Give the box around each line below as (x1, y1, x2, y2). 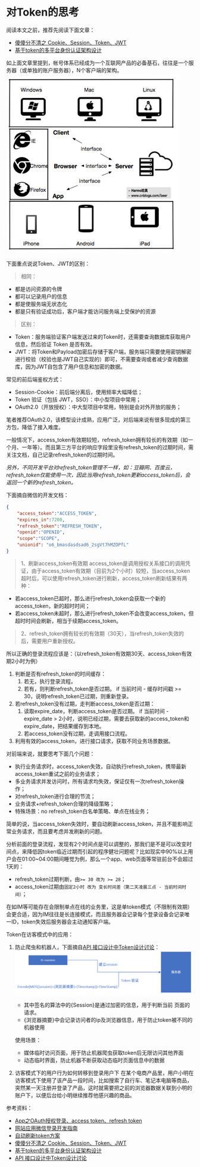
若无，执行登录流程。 (23, 677, 76, 684)
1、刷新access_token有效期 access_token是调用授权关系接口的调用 (20, 560, 186, 567)
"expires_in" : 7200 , (17, 517, 65, 523)
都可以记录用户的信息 (14, 293, 67, 300)
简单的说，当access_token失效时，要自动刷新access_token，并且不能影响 (6, 820, 188, 827)
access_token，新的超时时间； (14, 602, 90, 609)
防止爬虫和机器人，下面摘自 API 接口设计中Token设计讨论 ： (14, 943, 160, 950)
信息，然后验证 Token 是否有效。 (14, 340, 96, 348)
